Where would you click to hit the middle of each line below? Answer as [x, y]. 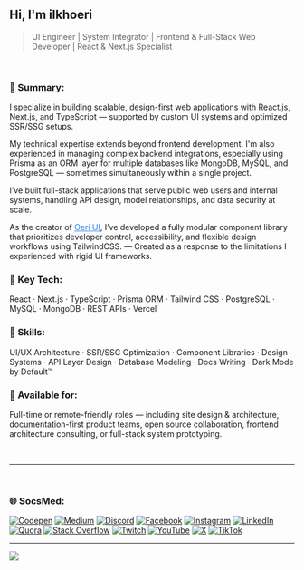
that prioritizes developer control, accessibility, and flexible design [133, 237]
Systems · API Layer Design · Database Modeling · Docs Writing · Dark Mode [152, 362]
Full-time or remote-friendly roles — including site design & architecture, [144, 415]
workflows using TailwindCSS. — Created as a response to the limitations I [148, 246]
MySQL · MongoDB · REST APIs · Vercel [83, 309]
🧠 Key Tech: [36, 280]
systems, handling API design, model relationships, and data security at [142, 200]
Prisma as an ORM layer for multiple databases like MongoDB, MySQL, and [149, 163]
